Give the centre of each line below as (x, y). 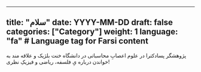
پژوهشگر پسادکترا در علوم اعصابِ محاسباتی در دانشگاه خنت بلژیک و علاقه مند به (96, 55)
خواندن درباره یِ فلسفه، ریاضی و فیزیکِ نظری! (58, 62)
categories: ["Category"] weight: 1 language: (92, 32)
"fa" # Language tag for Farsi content (77, 41)
